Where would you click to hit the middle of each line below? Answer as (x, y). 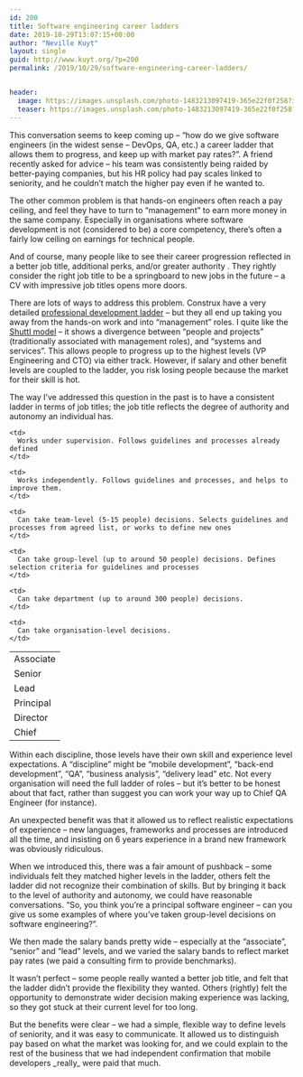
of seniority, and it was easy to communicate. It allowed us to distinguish (144, 1034)
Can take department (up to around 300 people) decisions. (131, 599)
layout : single (38, 52)
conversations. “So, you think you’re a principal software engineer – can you (151, 904)
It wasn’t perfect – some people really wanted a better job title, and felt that (149, 978)
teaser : (32, 109)
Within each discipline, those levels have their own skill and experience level (151, 754)
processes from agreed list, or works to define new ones (120, 528)
